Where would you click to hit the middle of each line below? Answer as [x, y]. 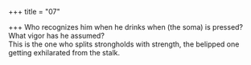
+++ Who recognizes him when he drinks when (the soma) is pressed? [126, 27]
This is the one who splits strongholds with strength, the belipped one [124, 44]
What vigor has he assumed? [56, 36]
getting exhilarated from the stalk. [64, 53]
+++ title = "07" [34, 12]
